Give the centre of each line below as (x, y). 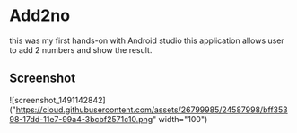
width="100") (183, 119)
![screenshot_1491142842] (57, 100)
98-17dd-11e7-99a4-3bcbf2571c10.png (81, 119)
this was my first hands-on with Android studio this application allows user (147, 40)
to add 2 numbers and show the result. (81, 49)
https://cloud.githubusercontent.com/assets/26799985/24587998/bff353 (152, 110)
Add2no (39, 16)
